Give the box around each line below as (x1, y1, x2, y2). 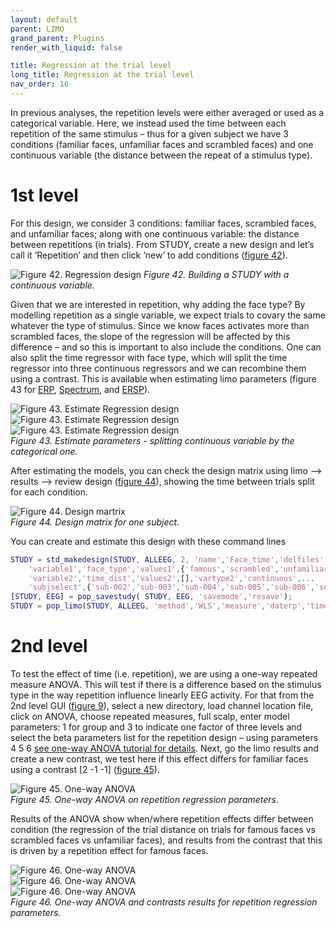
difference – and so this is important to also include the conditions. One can (10, 341, 322, 353)
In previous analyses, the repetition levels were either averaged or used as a (10, 106, 325, 118)
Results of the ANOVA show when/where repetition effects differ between (10, 813, 314, 825)
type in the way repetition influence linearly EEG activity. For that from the (10, 689, 315, 701)
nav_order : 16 (10, 79, 70, 90)
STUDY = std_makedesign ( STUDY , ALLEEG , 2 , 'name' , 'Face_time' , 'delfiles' (10, 554, 325, 565)
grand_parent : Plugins (10, 33, 105, 43)
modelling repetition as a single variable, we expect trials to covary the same (10, 309, 326, 321)
